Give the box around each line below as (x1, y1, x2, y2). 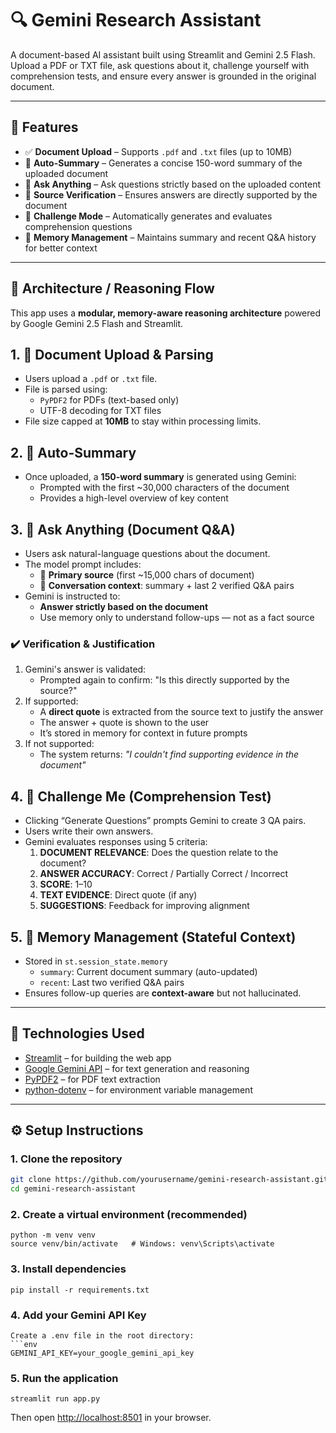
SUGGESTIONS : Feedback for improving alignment (39, 900, 250, 912)
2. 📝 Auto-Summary (10, 444, 137, 461)
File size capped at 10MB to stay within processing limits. (24, 415, 262, 427)
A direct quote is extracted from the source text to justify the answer (39, 706, 324, 718)
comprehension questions (24, 220, 133, 232)
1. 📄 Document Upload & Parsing (10, 346, 214, 363)
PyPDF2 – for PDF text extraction (24, 1073, 161, 1085)
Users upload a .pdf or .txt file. (24, 373, 158, 385)
